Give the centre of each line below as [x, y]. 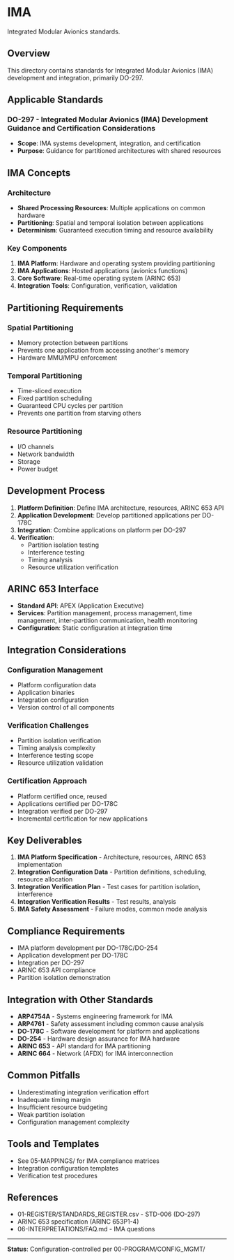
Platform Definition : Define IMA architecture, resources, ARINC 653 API [120, 508]
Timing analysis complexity [56, 748]
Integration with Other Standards [80, 999]
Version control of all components [66, 708]
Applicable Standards [55, 100]
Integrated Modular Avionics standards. [64, 31]
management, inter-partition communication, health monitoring [108, 621]
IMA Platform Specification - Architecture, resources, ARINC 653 [112, 857]
